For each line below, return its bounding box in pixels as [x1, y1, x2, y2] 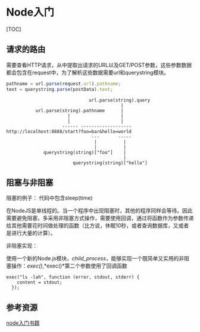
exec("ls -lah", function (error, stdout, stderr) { [6, 274, 140, 281]
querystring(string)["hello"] [72, 159, 148, 166]
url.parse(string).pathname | [35, 107, 124, 113]
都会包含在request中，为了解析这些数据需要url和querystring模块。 [6, 69, 170, 76]
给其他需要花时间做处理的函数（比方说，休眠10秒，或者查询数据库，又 [6, 222, 179, 229]
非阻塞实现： [6, 242, 37, 250]
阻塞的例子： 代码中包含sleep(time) [6, 195, 93, 202]
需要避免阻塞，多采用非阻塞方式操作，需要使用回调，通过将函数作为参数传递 [6, 214, 194, 222]
